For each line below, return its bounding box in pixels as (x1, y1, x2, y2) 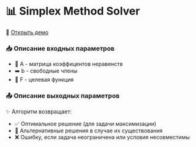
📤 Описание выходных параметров (6, 91, 120, 100)
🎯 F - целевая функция (14, 76, 74, 84)
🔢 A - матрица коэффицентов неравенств (14, 60, 123, 68)
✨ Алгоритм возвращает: (6, 107, 72, 115)
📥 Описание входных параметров (6, 44, 115, 52)
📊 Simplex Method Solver (6, 4, 140, 18)
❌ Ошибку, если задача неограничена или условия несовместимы (14, 133, 190, 140)
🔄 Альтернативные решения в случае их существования (14, 127, 163, 134)
